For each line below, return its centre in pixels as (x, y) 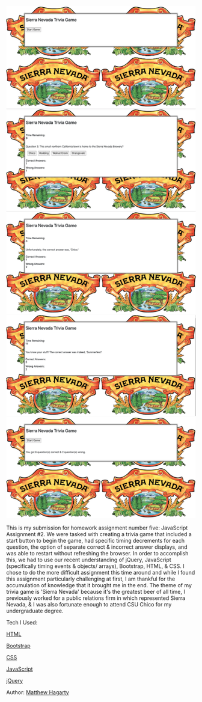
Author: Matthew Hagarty (38, 692)
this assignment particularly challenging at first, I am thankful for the (91, 579)
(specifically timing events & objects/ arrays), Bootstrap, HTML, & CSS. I (95, 566)
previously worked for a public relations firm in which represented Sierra (96, 598)
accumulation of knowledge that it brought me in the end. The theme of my (99, 585)
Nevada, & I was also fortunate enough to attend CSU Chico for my (89, 604)
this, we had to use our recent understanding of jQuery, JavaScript (89, 560)
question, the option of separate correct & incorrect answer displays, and (97, 547)
